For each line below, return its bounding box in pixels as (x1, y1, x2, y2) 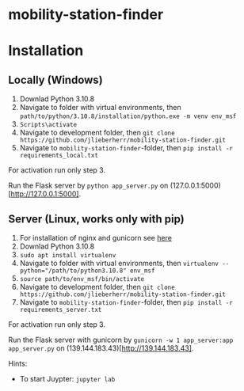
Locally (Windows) (8, 73, 103, 86)
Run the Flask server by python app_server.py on (8, 180, 169, 191)
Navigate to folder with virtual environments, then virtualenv (19, 259, 219, 268)
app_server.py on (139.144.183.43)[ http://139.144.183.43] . (8, 344, 194, 353)
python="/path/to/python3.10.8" (19, 267, 127, 275)
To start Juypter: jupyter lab (19, 374, 116, 383)
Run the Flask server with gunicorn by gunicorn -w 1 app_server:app (8, 335, 234, 344)
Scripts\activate (19, 121, 78, 129)
